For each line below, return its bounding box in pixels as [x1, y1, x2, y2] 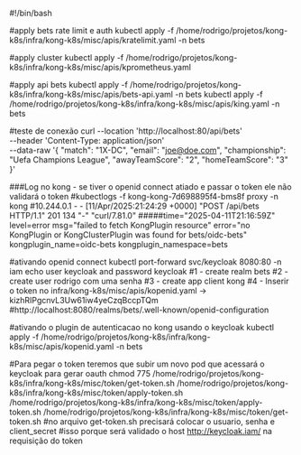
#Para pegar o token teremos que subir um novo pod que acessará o [9, 358, 265, 369]
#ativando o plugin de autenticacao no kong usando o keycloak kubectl [9, 322, 275, 332]
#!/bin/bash [9, 8, 52, 18]
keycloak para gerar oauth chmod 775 [9, 368, 151, 378]
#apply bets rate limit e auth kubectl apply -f [9, 25, 174, 35]
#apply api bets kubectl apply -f [9, 79, 128, 89]
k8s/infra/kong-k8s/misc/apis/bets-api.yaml [9, 89, 174, 99]
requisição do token [9, 435, 84, 446]
